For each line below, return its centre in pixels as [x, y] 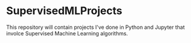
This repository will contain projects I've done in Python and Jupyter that [95, 27]
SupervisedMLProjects [64, 11]
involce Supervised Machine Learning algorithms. [67, 33]
